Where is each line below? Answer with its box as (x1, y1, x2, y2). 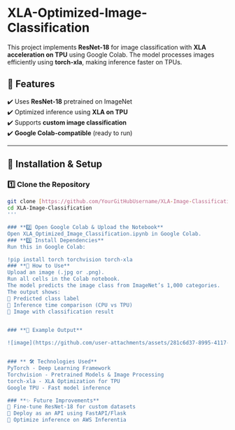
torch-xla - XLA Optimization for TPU (7, 377, 120, 384)
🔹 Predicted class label (7, 295, 80, 302)
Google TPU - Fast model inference (7, 384, 111, 391)
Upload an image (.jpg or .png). (7, 269, 105, 276)
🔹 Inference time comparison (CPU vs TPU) (7, 301, 133, 309)
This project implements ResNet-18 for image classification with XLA (7, 43, 206, 51)
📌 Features (7, 78, 55, 90)
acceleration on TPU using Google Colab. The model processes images (7, 50, 215, 59)
